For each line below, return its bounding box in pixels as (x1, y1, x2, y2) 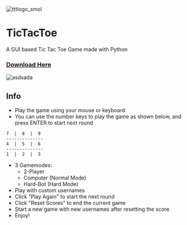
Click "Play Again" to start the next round (14, 193, 115, 200)
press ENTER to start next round (14, 119, 93, 126)
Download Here (6, 60, 52, 69)
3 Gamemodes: (14, 162, 52, 169)
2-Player (23, 168, 45, 175)
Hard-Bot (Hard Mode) (23, 181, 78, 188)
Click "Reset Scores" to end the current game (14, 200, 126, 207)
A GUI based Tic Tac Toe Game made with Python (6, 45, 128, 53)
